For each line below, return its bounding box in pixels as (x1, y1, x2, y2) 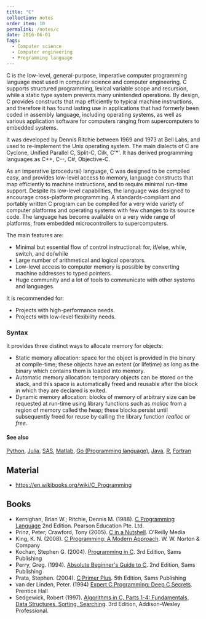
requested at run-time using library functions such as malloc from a (15, 400, 187, 407)
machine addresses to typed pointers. (15, 269, 112, 277)
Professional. (15, 607, 49, 614)
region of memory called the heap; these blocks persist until (15, 406, 168, 414)
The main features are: (6, 231, 64, 239)
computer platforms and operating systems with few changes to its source (6, 207, 195, 214)
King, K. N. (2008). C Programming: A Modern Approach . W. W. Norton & (15, 535, 200, 542)
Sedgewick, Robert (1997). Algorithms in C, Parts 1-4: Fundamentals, (15, 594, 189, 601)
